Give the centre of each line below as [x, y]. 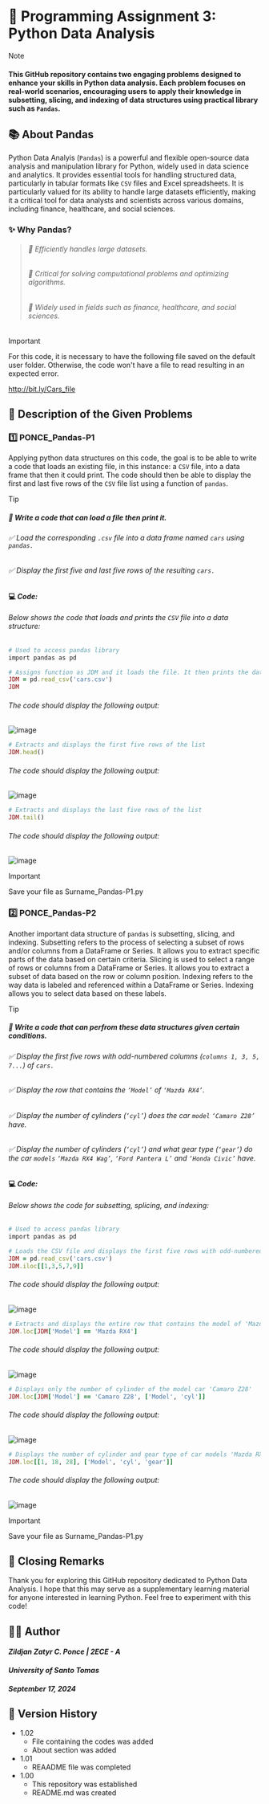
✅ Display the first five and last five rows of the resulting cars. [112, 570]
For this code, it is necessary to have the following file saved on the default [132, 356]
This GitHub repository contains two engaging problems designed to [125, 74]
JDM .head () [26, 753]
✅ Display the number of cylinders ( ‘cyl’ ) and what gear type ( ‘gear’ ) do [130, 1149]
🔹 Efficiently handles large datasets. [88, 249]
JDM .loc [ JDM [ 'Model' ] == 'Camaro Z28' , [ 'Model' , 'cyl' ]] [107, 1397]
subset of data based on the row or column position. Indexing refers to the [131, 976]
